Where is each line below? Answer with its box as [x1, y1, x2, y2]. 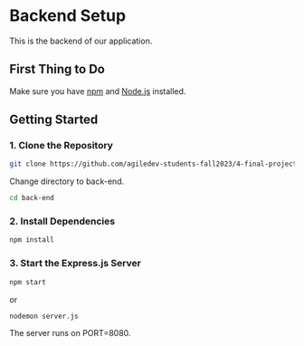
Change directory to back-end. [9, 176, 125, 187]
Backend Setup [9, 5, 127, 26]
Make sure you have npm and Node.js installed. [9, 85, 186, 96]
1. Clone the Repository [9, 139, 113, 152]
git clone [9, 159, 47, 168]
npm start [9, 277, 47, 286]
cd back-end [9, 194, 54, 203]
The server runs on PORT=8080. [9, 328, 131, 339]
